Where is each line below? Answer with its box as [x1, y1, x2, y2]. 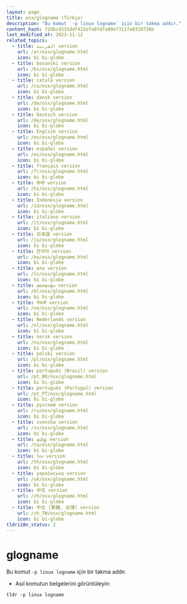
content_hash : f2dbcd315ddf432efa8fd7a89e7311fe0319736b [6, 26, 155, 32]
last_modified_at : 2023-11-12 [6, 32, 84, 38]
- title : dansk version [12, 94, 72, 100]
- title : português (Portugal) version [12, 385, 114, 391]
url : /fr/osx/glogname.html [17, 168, 89, 175]
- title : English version [12, 129, 78, 135]
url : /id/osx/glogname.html [17, 203, 89, 209]
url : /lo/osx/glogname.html [17, 271, 89, 277]
